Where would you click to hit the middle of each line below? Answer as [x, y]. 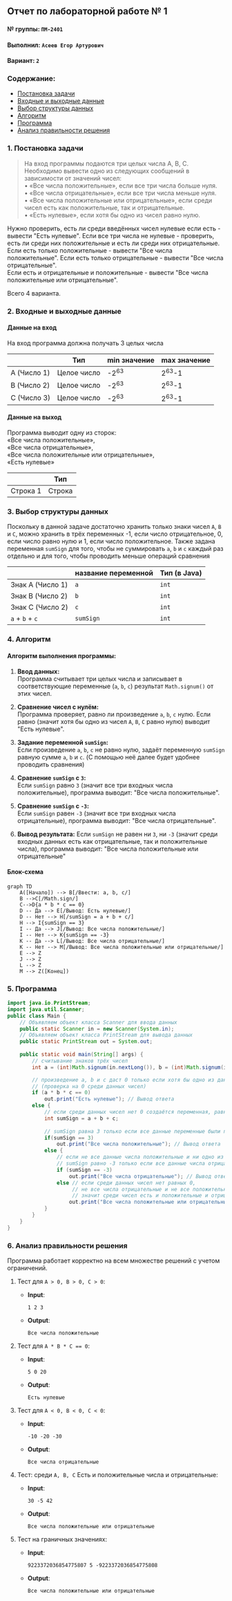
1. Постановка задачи [46, 148]
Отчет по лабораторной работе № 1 [87, 11]
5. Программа [32, 988]
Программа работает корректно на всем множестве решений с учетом [114, 1260]
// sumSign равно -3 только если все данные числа [131, 1164]
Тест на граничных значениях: [62, 1539]
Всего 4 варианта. [34, 293]
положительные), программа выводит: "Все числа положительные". [118, 793]
